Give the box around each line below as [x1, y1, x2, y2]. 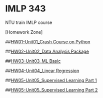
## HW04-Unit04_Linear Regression [5, 68, 79, 74]
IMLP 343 [5, 3, 46, 14]
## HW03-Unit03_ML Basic [5, 58, 61, 64]
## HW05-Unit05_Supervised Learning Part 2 [5, 87, 98, 93]
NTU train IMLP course [5, 19, 52, 25]
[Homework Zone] [5, 29, 43, 35]
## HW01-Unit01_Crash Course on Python [5, 38, 90, 45]
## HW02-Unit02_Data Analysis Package [5, 48, 89, 54]
